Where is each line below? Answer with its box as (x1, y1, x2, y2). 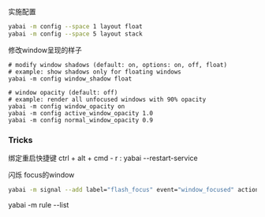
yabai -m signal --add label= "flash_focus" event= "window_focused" (8, 186, 235, 194)
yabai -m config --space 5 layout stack (8, 30, 144, 38)
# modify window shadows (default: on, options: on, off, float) (8, 61, 227, 69)
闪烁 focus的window (8, 170, 75, 180)
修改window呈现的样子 (8, 45, 83, 54)
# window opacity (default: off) (8, 88, 118, 96)
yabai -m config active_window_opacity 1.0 (8, 109, 154, 117)
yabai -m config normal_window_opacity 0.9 (8, 116, 154, 124)
